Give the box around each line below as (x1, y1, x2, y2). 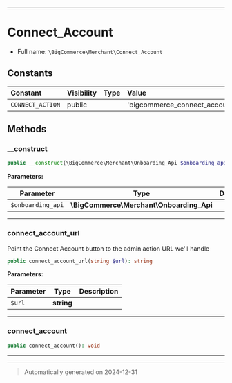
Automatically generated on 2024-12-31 (23, 368, 138, 376)
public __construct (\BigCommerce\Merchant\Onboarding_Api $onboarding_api (7, 160, 227, 167)
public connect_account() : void (7, 342, 100, 349)
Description (79, 287, 119, 296)
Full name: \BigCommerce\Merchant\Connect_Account (17, 47, 163, 55)
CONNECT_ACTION (10, 100, 61, 108)
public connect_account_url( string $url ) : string (7, 258, 153, 265)
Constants (7, 67, 53, 80)
